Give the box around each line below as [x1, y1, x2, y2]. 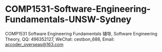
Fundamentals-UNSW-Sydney [5, 14, 132, 25]
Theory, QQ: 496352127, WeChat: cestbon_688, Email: [5, 36, 115, 42]
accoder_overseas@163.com [5, 41, 64, 47]
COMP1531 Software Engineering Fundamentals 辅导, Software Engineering [5, 30, 158, 36]
